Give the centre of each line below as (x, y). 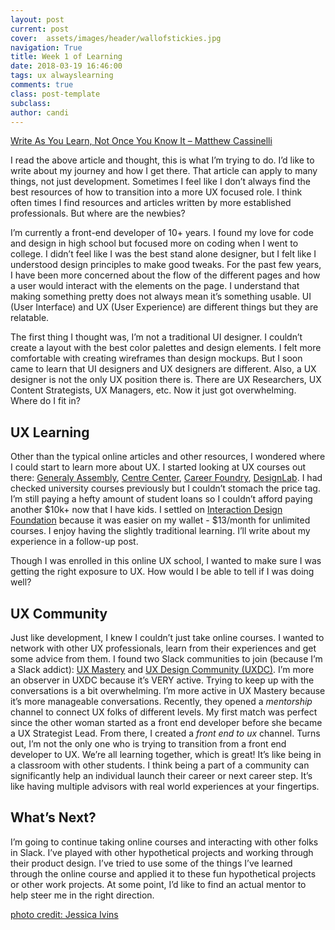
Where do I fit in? (45, 401)
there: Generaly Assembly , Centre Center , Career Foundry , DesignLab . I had (166, 478)
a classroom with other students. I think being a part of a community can (160, 765)
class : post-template (55, 94)
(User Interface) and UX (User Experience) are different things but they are (164, 307)
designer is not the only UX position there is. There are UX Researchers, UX (166, 380)
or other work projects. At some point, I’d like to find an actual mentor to (158, 884)
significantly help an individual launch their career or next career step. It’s (161, 775)
